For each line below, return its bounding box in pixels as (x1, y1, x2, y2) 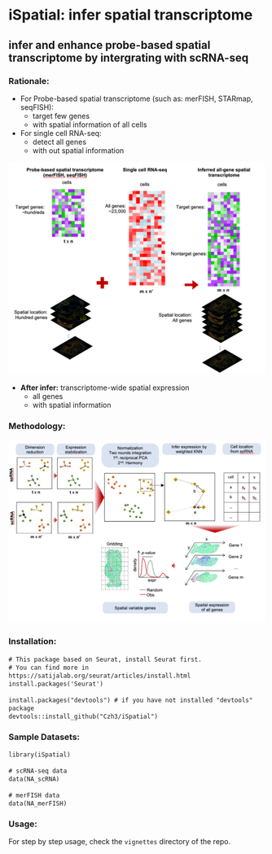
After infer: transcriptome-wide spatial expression (20, 383, 190, 392)
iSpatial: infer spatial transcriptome (8, 6, 253, 24)
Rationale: (8, 75, 50, 86)
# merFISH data (8, 791, 60, 799)
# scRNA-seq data (8, 767, 68, 775)
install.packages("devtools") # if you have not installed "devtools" (8, 696, 253, 704)
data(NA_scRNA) (8, 775, 60, 783)
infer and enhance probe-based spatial (8, 38, 211, 52)
